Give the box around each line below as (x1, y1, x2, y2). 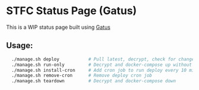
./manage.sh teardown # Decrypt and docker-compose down (11, 78, 176, 84)
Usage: (6, 41, 34, 51)
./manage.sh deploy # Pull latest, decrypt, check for (11, 56, 176, 62)
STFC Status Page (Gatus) (6, 4, 137, 18)
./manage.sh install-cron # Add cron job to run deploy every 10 (11, 67, 187, 73)
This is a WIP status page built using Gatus (6, 24, 111, 31)
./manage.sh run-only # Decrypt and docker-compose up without (11, 62, 192, 68)
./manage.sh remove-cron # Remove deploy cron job (11, 72, 152, 79)
